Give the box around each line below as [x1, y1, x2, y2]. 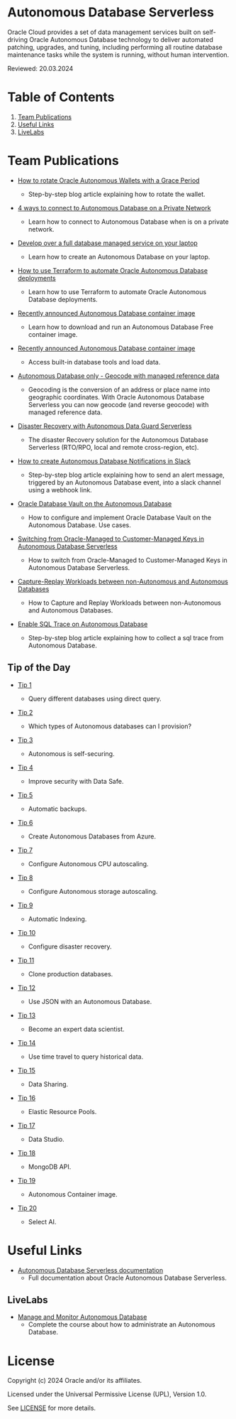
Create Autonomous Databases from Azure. [28, 832, 156, 841]
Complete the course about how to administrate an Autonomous [28, 1320, 215, 1329]
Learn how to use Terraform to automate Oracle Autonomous [28, 287, 207, 296]
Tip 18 [17, 1148, 36, 1157]
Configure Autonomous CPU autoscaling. [28, 859, 149, 868]
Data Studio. [28, 1135, 65, 1143]
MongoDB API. [28, 1162, 72, 1171]
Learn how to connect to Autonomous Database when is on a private [28, 217, 229, 226]
